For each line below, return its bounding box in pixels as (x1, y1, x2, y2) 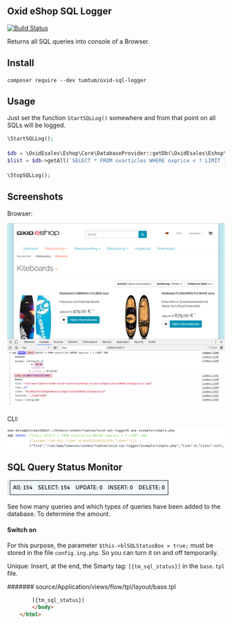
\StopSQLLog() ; (7, 172, 51, 179)
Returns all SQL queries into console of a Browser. (7, 37, 150, 46)
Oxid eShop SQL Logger (7, 6, 112, 17)
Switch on (7, 525, 37, 534)
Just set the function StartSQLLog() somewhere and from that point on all (7, 114, 216, 122)
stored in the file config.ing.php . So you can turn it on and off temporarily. (7, 548, 219, 556)
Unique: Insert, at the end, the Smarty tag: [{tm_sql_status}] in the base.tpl (7, 562, 225, 570)
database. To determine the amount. (7, 510, 110, 518)
